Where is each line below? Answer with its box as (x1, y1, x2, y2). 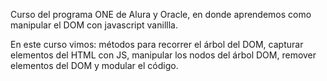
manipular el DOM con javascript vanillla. (10, 19, 178, 31)
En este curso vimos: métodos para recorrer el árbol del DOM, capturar (10, 39, 304, 50)
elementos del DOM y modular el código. (10, 60, 179, 71)
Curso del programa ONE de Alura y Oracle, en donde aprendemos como (10, 9, 312, 20)
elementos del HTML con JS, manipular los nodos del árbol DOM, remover (10, 49, 317, 61)
